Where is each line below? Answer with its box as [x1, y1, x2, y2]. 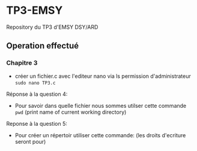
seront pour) [14, 138, 46, 145]
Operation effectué [6, 41, 79, 51]
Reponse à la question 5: [6, 120, 67, 127]
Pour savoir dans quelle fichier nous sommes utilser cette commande [14, 102, 187, 109]
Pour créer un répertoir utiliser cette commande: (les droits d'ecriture [14, 131, 186, 138]
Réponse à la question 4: [6, 90, 68, 98]
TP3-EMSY [6, 4, 63, 17]
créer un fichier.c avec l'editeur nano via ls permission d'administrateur [14, 73, 191, 80]
